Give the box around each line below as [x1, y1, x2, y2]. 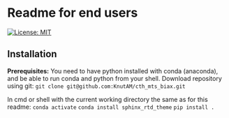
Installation [7, 48, 57, 60]
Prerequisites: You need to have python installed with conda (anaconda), [7, 66, 219, 75]
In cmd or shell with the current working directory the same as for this [7, 95, 208, 103]
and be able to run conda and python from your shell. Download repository [7, 74, 222, 82]
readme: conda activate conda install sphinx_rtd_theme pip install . [7, 103, 215, 111]
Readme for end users [7, 5, 138, 21]
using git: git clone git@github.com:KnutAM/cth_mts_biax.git [7, 82, 186, 90]
